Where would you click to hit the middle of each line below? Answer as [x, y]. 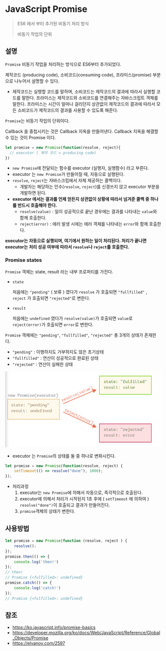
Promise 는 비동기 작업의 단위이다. [37, 121]
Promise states [24, 260]
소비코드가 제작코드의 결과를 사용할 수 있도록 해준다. [68, 110]
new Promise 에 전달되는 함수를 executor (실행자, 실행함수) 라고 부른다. [81, 168]
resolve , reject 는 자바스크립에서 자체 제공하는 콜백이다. [67, 180]
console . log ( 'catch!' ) [37, 588]
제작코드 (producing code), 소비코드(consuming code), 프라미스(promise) [79, 75]
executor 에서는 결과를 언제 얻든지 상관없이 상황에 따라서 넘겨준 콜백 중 [81, 199]
